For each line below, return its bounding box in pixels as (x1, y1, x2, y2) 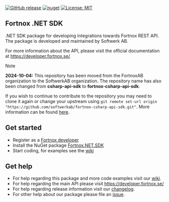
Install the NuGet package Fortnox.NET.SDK (12, 142, 104, 148)
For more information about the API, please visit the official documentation (5, 48, 160, 54)
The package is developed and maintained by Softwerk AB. (5, 38, 129, 44)
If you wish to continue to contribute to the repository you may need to (5, 93, 152, 99)
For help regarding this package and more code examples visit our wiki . (12, 175, 161, 181)
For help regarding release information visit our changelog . (12, 186, 135, 192)
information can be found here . (5, 109, 70, 115)
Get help (5, 162, 33, 171)
